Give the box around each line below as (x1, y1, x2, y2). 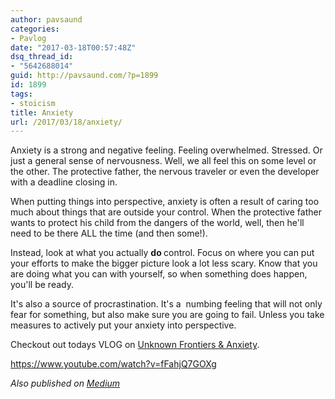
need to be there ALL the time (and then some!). (10, 227, 208, 240)
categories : (10, 24, 60, 34)
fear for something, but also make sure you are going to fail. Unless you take (10, 309, 325, 321)
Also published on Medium (10, 377, 121, 390)
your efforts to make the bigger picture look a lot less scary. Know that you (10, 257, 318, 270)
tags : (10, 89, 33, 99)
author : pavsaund (10, 14, 83, 25)
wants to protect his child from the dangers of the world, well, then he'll (10, 217, 305, 229)
